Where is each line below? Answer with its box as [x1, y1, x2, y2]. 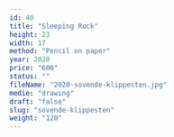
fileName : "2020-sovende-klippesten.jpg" [9, 80, 168, 89]
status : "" [9, 72, 50, 81]
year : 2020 [9, 55, 50, 64]
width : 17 [9, 38, 47, 48]
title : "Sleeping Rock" [9, 22, 99, 31]
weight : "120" [9, 114, 63, 123]
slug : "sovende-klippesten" [9, 105, 115, 114]
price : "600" [9, 64, 59, 73]
